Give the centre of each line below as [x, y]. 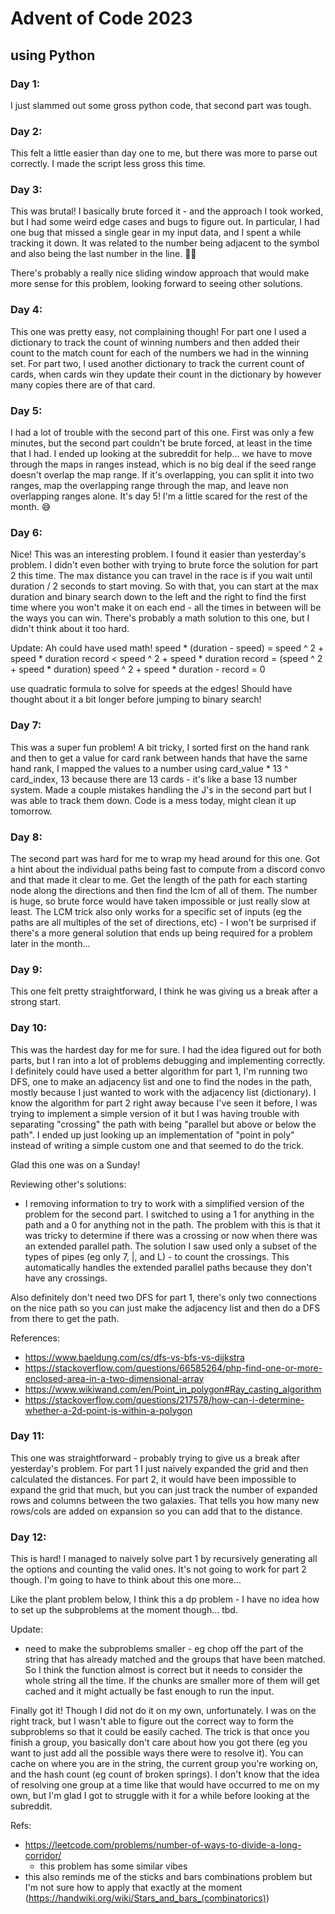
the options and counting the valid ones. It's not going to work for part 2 [158, 1569]
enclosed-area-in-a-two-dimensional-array [114, 1378]
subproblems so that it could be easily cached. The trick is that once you [160, 1732]
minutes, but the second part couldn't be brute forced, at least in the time [161, 443]
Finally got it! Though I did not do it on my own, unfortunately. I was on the [163, 1711]
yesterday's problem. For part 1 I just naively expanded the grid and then [159, 1468]
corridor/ [43, 1856]
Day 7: [26, 725]
